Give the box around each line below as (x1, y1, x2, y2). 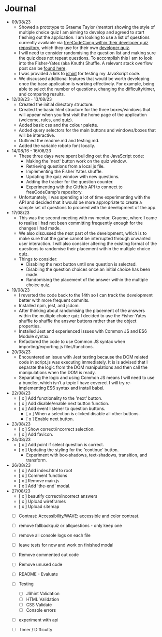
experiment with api (18, 617, 59, 622)
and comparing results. (18, 91, 65, 97)
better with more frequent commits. (18, 297, 90, 303)
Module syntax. (18, 333, 50, 339)
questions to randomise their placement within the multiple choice (18, 245, 150, 251)
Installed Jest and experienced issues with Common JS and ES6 (18, 328, 147, 334)
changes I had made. (18, 225, 61, 231)
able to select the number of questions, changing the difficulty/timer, (18, 86, 156, 92)
